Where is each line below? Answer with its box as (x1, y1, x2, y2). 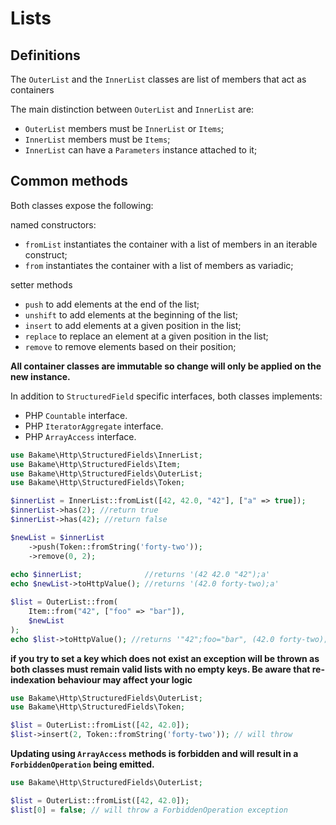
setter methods (10, 278, 73, 291)
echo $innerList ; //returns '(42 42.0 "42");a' (10, 570, 271, 580)
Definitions (10, 47, 81, 64)
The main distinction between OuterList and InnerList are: (10, 103, 255, 115)
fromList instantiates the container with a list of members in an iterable (24, 238, 318, 250)
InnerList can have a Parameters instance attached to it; (24, 144, 258, 156)
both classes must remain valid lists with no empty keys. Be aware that (10, 663, 311, 675)
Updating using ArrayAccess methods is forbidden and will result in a (10, 748, 299, 760)
